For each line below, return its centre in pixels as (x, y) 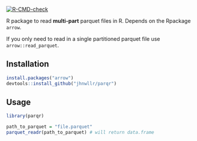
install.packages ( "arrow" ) (40, 78)
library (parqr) (25, 116)
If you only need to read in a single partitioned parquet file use (83, 39)
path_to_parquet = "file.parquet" (50, 127)
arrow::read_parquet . (33, 45)
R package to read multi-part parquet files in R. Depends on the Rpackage (98, 21)
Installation (28, 64)
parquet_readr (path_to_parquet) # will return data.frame (80, 133)
